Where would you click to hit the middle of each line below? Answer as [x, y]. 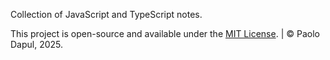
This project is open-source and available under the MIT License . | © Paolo [165, 33]
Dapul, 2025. [37, 44]
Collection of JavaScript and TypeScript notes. [106, 14]
